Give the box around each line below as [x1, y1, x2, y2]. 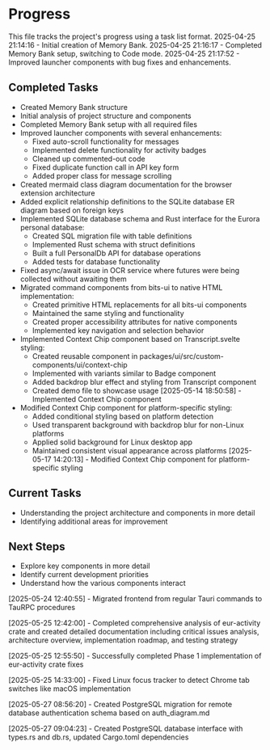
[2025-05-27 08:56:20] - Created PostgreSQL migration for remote [8, 700, 233, 710]
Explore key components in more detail [19, 561, 150, 571]
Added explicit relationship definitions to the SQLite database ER [19, 196, 235, 206]
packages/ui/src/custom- [139, 351, 225, 360]
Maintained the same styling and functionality [32, 308, 184, 318]
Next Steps [8, 539, 65, 554]
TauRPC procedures [8, 603, 75, 613]
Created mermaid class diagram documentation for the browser [19, 179, 233, 189]
